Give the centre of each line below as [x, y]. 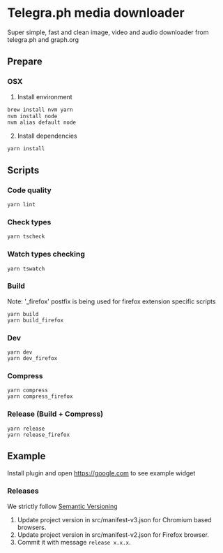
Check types [29, 222]
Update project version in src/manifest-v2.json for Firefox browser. [113, 534]
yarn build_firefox [36, 320]
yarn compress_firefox [40, 396]
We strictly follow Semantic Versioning [62, 506]
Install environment [45, 96]
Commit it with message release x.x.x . [74, 542]
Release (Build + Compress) [55, 414]
